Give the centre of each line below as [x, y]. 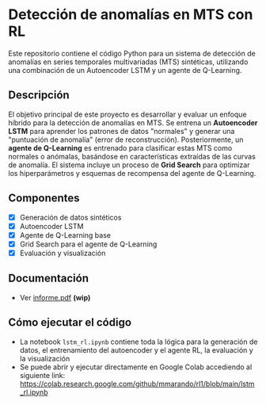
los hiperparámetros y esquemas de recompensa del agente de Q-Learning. [132, 173]
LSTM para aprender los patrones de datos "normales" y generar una [122, 131]
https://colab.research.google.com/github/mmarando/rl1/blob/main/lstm [137, 384]
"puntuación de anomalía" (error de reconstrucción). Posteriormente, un [126, 139]
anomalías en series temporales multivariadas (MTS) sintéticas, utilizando [128, 62]
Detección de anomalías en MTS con [131, 15]
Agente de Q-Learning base [65, 235]
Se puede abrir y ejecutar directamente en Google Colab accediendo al [136, 367]
